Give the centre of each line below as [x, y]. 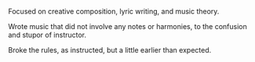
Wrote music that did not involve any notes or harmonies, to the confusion [127, 26]
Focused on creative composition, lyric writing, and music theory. [114, 11]
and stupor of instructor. [47, 35]
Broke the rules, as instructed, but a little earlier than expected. [110, 50]
